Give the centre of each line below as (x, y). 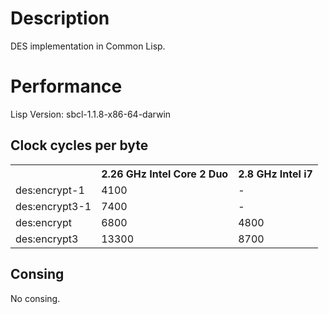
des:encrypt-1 (50, 190)
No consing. (35, 298)
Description (60, 18)
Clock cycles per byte (79, 145)
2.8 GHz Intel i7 (275, 174)
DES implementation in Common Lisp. (88, 46)
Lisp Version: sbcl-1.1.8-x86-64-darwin (91, 114)
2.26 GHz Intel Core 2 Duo (165, 174)
